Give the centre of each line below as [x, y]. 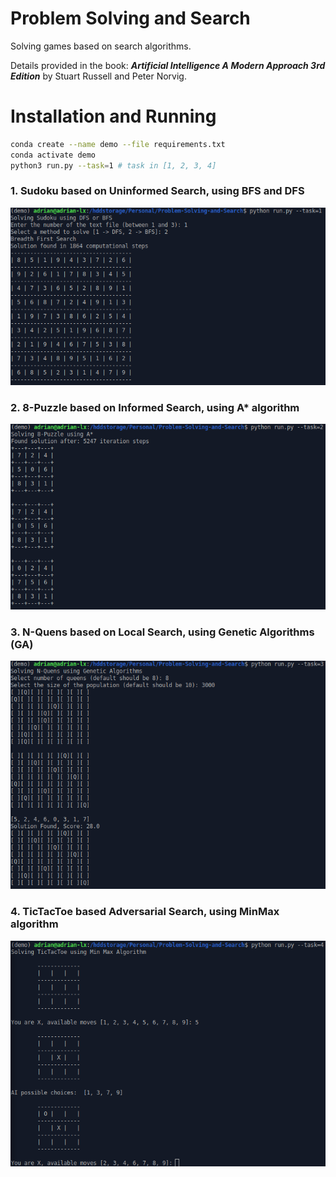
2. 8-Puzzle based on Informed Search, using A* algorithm [155, 407]
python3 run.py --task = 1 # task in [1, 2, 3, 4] [113, 165]
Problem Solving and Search [130, 18]
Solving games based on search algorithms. [101, 46]
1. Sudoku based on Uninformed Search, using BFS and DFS [157, 191]
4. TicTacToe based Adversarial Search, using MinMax [145, 912]
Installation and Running [113, 116]
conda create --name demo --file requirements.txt [118, 144]
